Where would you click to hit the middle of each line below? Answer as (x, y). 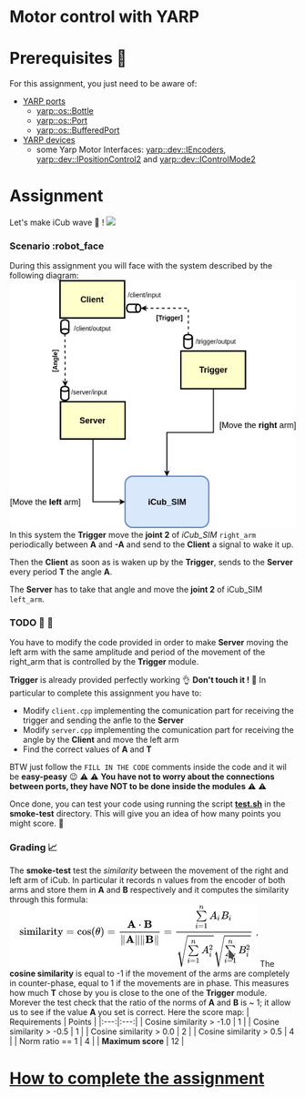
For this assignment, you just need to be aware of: (103, 84)
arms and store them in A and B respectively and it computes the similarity (149, 890)
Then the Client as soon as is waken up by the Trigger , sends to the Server (152, 562)
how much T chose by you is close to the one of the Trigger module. (138, 993)
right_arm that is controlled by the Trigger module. (104, 662)
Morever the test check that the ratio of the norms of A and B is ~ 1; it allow (150, 1002)
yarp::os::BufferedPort (78, 130)
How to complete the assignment (137, 1078)
